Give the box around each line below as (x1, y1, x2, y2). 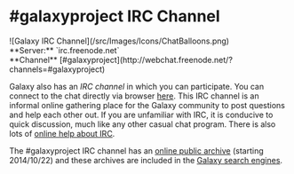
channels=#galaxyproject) (9, 64, 106, 75)
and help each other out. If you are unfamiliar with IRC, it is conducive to (9, 109, 274, 120)
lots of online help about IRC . (9, 128, 115, 138)
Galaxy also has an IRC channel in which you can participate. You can (9, 81, 265, 91)
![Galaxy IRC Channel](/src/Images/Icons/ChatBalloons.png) (9, 36, 229, 46)
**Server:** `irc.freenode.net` (9, 44, 120, 55)
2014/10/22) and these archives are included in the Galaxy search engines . (9, 154, 282, 165)
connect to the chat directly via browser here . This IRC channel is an (9, 91, 259, 101)
